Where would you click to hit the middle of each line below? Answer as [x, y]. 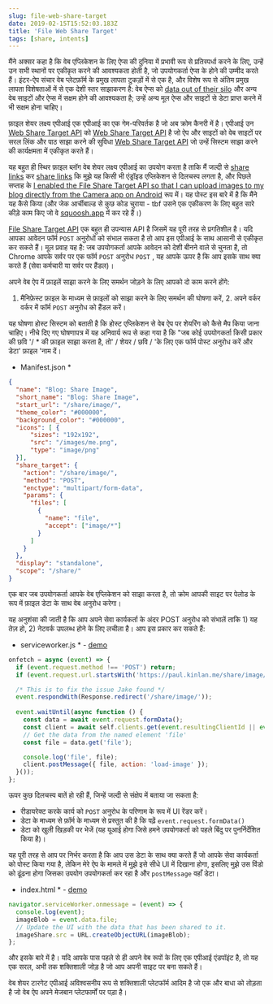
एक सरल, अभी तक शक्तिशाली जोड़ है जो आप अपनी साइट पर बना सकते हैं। [106, 967]
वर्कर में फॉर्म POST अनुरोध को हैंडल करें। [73, 307]
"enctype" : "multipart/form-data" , [83, 488]
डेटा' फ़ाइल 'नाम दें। [35, 351]
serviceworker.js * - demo [64, 645]
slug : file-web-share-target [58, 16]
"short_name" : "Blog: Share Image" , [78, 397]
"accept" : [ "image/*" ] [83, 526]
